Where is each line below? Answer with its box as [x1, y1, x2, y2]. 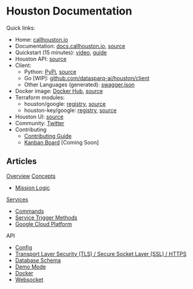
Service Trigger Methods [15, 213, 77, 221]
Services [6, 195, 28, 203]
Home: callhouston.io [15, 36, 68, 43]
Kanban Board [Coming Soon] [24, 138, 99, 146]
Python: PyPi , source [24, 68, 77, 75]
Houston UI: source [15, 113, 64, 120]
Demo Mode [15, 263, 47, 270]
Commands [15, 207, 44, 215]
